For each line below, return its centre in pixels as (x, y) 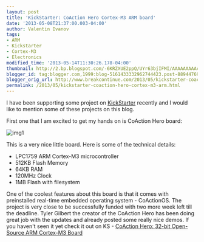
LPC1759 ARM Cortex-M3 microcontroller (67, 156)
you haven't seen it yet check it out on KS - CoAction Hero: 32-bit (88, 226)
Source (15, 233)
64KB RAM (29, 169)
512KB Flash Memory (42, 163)
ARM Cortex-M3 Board (54, 233)
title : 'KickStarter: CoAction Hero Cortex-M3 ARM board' (81, 18)
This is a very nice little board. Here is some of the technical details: (91, 144)
